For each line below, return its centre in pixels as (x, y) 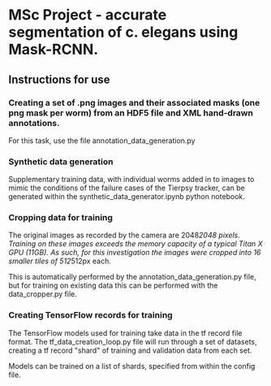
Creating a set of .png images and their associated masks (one (134, 102)
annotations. (34, 123)
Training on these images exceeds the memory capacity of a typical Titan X (136, 244)
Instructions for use (60, 79)
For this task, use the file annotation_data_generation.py (102, 141)
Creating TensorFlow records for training (90, 315)
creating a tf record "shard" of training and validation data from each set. (130, 350)
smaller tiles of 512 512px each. (60, 261)
